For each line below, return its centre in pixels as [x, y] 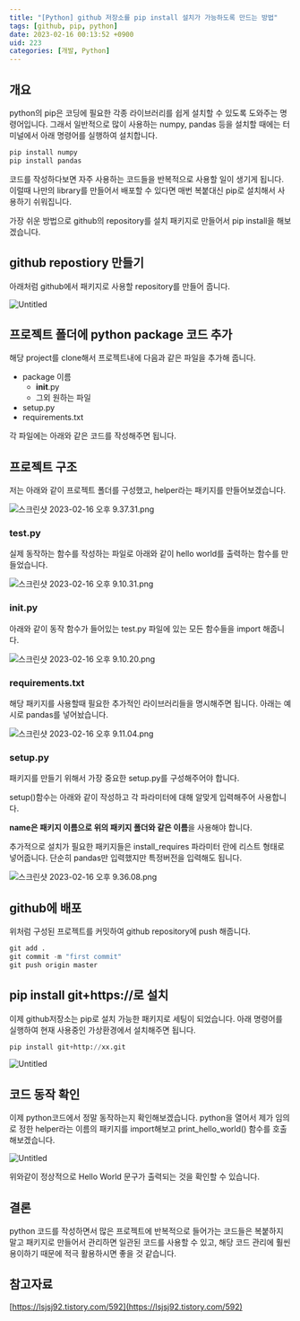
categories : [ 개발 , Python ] [60, 51]
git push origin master [54, 965]
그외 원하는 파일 [63, 398]
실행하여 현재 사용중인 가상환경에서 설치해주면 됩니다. [103, 1030]
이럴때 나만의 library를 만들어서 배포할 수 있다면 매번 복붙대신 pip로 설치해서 [142, 190]
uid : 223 [26, 43]
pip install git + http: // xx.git [68, 1047]
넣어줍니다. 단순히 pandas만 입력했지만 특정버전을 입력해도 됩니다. [126, 858]
